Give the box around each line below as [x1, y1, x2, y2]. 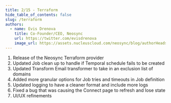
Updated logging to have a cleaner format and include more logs [12, 82, 149, 88]
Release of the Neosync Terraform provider [12, 55, 104, 61]
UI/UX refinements [12, 92, 52, 98]
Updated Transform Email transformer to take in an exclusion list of [12, 65, 154, 71]
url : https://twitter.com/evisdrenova [14, 36, 97, 41]
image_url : [14, 41, 38, 46]
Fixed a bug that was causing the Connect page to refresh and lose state [12, 87, 165, 93]
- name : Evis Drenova [10, 27, 56, 32]
